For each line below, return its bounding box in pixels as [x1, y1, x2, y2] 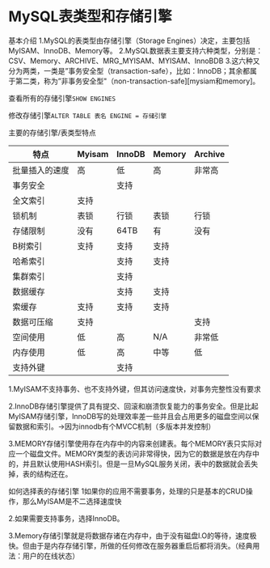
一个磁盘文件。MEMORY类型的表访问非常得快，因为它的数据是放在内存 [15, 448, 253, 458]
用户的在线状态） [22, 551, 79, 561]
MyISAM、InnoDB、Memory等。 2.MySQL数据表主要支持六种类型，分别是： [8, 45, 264, 55]
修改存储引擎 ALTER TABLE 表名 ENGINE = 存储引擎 [8, 110, 167, 120]
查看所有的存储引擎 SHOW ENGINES [8, 93, 116, 103]
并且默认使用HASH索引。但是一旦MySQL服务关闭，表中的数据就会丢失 [22, 459, 259, 468]
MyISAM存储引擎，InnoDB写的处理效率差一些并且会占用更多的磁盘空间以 [8, 411, 252, 421]
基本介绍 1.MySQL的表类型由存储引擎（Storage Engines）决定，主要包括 [8, 36, 251, 45]
